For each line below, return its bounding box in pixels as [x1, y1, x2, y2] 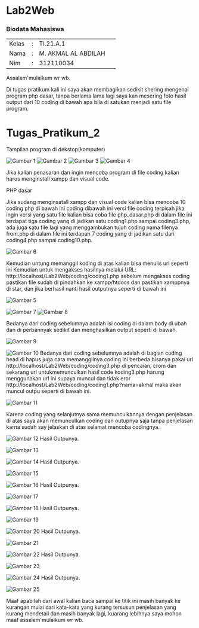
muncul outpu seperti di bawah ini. [6, 388, 91, 395]
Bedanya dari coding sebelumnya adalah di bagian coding [39, 349, 182, 356]
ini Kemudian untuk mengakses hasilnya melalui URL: [6, 266, 137, 273]
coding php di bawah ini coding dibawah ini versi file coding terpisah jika [6, 205, 185, 212]
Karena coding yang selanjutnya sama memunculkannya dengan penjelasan [6, 411, 192, 418]
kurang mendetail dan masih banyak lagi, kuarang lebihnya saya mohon [6, 610, 182, 617]
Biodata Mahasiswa [6, 25, 64, 33]
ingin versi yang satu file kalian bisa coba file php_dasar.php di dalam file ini [6, 211, 192, 218]
